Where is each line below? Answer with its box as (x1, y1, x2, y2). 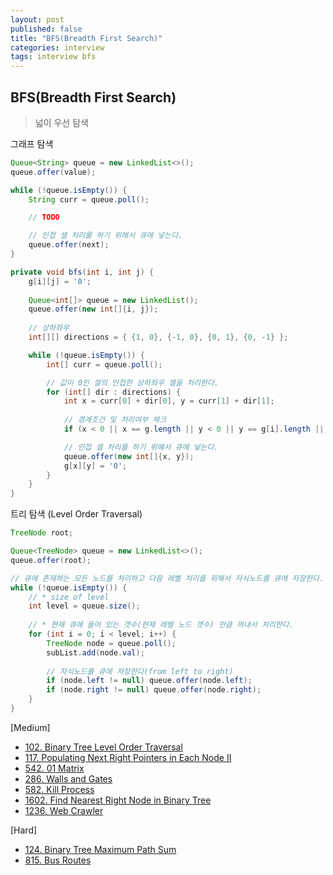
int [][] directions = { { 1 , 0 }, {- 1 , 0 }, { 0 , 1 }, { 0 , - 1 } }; (28, 332, 289, 343)
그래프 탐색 (10, 137, 54, 150)
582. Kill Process (24, 783, 95, 795)
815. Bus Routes (24, 854, 92, 866)
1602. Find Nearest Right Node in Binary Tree (24, 794, 212, 806)
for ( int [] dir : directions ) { (46, 387, 182, 397)
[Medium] (10, 721, 51, 733)
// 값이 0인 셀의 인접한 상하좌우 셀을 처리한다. (46, 377, 219, 388)
